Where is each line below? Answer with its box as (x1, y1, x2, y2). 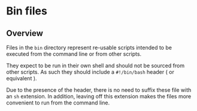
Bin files (6, 4, 48, 18)
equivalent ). (6, 75, 37, 82)
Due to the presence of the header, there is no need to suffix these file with (6, 86, 192, 94)
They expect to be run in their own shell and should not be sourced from (6, 62, 184, 69)
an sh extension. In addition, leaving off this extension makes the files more (6, 93, 192, 100)
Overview (6, 28, 44, 38)
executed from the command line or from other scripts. (6, 50, 142, 58)
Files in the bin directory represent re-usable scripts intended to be (6, 44, 172, 51)
